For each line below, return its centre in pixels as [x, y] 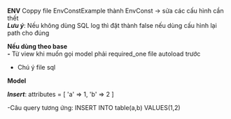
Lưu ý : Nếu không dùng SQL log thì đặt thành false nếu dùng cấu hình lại [112, 25]
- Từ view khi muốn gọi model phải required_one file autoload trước [104, 54]
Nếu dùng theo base [37, 46]
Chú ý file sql [36, 67]
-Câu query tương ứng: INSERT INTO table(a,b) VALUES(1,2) [94, 108]
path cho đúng [28, 33]
